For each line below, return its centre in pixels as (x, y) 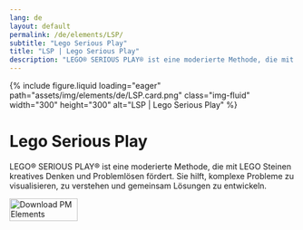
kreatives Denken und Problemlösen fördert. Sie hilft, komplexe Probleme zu (152, 176)
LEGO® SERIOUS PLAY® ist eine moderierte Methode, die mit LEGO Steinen (151, 166)
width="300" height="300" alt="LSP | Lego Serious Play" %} (124, 105)
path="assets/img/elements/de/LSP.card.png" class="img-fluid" (130, 95)
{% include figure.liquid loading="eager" (85, 86)
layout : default (40, 26)
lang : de (26, 18)
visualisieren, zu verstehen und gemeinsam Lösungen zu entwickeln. (138, 186)
